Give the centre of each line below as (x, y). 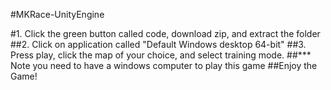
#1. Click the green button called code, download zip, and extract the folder (165, 33)
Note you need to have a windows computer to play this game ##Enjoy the (164, 65)
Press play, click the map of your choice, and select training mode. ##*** (161, 55)
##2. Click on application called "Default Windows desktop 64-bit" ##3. (158, 44)
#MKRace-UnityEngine (57, 14)
